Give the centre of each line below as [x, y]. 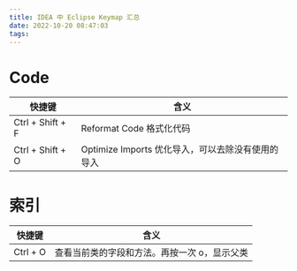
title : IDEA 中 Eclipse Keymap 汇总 [75, 17]
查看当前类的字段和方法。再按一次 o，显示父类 [152, 252]
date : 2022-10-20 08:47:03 [59, 26]
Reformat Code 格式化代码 [136, 129]
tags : [19, 34]
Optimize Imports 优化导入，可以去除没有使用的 [179, 149]
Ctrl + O [30, 252]
